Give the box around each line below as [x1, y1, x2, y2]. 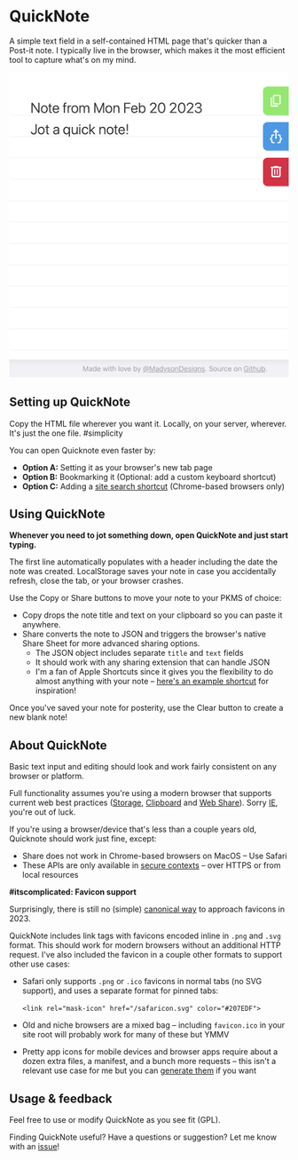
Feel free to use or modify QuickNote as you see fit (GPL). [9, 1115, 221, 1124]
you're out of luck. [9, 807, 76, 817]
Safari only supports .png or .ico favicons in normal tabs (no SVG [21, 976, 263, 987]
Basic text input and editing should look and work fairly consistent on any [9, 761, 278, 772]
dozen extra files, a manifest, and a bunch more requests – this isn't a [21, 1056, 277, 1067]
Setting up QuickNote [9, 395, 131, 410]
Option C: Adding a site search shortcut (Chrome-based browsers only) [21, 481, 286, 492]
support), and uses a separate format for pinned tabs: [21, 985, 219, 996]
